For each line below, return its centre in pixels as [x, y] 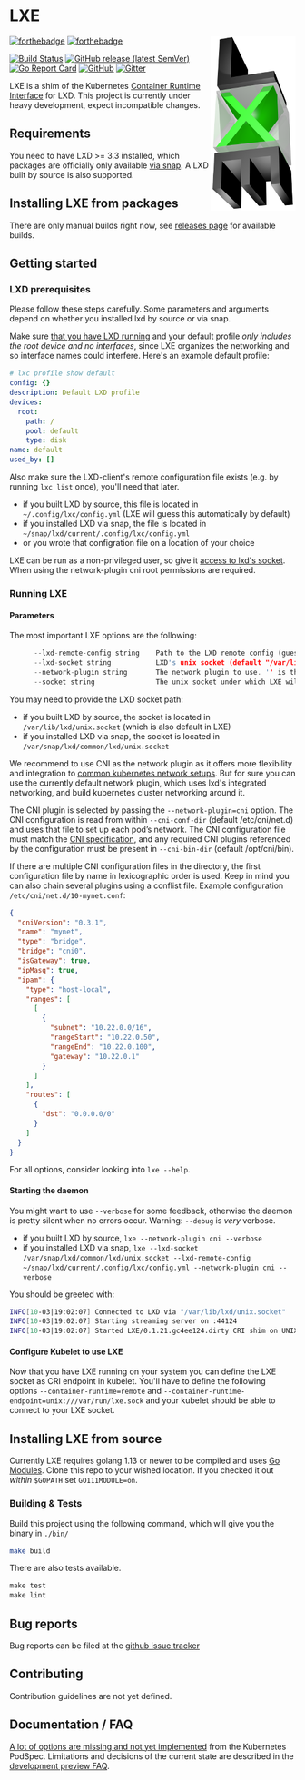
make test [28, 1586]
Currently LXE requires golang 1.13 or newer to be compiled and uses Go [145, 1461]
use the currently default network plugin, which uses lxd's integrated [138, 783]
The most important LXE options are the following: [103, 636]
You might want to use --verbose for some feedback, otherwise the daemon [151, 1211]
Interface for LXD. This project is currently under [100, 95]
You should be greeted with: [62, 1294]
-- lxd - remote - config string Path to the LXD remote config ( [157, 653]
